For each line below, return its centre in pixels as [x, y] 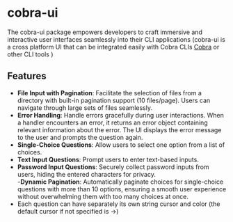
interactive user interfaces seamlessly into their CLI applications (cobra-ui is [116, 39]
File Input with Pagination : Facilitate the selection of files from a [109, 93]
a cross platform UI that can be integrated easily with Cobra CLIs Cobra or [113, 47]
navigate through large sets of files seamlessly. [85, 108]
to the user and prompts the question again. [80, 137]
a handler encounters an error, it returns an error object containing [112, 122]
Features [27, 76]
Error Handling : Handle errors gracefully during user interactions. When [120, 115]
